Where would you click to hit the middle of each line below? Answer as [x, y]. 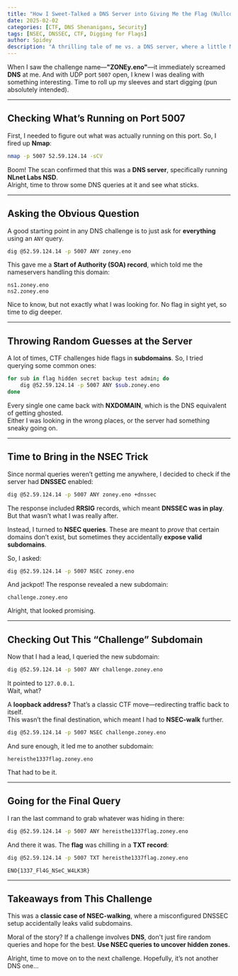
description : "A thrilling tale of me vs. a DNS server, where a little [117, 47]
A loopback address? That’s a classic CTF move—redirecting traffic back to [118, 705]
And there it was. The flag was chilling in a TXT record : [88, 845]
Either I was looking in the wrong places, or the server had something [109, 420]
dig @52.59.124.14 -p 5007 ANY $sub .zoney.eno [90, 386]
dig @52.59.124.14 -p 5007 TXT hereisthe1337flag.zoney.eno [98, 858]
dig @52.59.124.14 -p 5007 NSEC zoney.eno [71, 571]
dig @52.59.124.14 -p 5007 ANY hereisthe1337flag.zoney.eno [98, 831]
